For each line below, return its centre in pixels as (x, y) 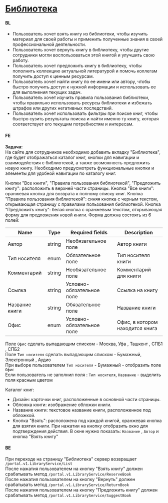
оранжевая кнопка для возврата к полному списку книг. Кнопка (74, 193)
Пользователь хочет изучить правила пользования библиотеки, (81, 97)
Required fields (89, 232)
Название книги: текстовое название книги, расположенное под (81, 410)
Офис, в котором (137, 322)
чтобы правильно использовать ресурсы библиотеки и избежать (82, 103)
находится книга (137, 328)
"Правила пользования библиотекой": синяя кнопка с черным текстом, (82, 199)
